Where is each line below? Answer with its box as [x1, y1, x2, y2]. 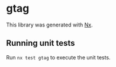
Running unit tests [6, 38, 75, 48]
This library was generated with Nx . [6, 21, 93, 28]
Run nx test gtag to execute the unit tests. [6, 53, 111, 61]
